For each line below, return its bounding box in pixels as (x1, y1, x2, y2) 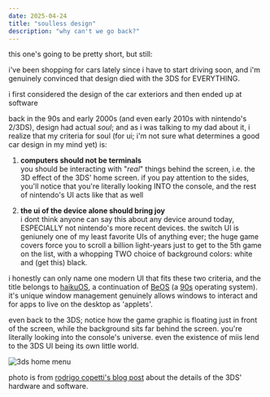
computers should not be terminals (20, 155, 142, 165)
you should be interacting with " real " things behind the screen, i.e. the (20, 164, 255, 174)
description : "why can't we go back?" (8, 27, 140, 35)
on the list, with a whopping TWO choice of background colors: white (20, 249, 253, 259)
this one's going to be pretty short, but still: (8, 50, 153, 59)
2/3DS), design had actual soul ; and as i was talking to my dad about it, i (8, 123, 250, 133)
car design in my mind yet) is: (8, 140, 107, 150)
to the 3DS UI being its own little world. (8, 341, 139, 351)
